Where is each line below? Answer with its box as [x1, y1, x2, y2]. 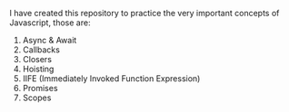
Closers [22, 54, 53, 64]
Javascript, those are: [9, 17, 91, 28]
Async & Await [22, 35, 77, 45]
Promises [22, 83, 58, 93]
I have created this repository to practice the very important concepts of [9, 8, 280, 18]
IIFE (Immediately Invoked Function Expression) [22, 73, 201, 84]
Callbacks [22, 44, 61, 55]
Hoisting [22, 63, 55, 74]
